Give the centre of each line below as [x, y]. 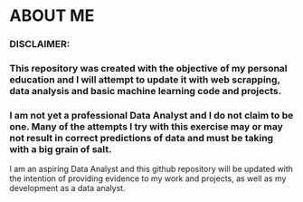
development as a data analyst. [67, 188]
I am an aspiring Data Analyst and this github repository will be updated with [151, 169]
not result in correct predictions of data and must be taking [142, 138]
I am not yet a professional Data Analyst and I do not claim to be [151, 115]
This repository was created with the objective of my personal [148, 69]
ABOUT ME [52, 16]
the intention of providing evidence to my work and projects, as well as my [148, 178]
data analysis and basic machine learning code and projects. [146, 91]
